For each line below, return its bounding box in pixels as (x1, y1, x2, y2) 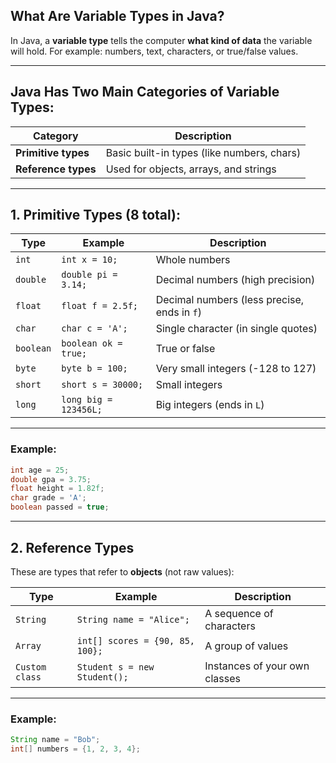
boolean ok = (61, 338, 123, 349)
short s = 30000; (61, 379, 144, 391)
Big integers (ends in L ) (155, 398, 265, 412)
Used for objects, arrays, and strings (105, 162, 277, 176)
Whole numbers (155, 253, 231, 267)
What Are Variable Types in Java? (10, 8, 225, 25)
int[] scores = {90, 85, (76, 635, 196, 646)
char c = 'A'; (61, 323, 128, 334)
